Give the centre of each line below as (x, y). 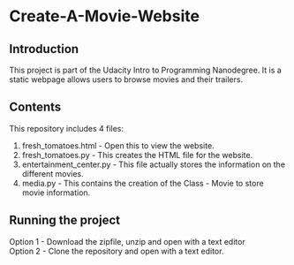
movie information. (56, 193)
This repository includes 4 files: (67, 128)
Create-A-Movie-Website (105, 16)
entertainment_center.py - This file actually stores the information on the (153, 164)
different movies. (53, 173)
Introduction (44, 49)
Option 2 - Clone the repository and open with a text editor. (117, 251)
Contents (35, 107)
